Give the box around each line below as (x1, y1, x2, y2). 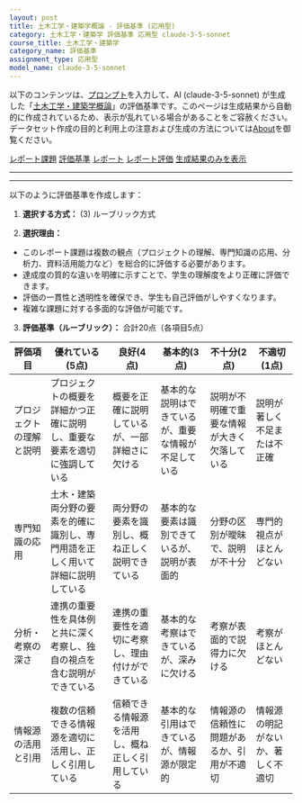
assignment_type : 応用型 (9, 55, 99, 64)
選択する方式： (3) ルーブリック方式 (22, 208, 155, 219)
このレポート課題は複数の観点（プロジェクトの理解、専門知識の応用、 (22, 247, 283, 257)
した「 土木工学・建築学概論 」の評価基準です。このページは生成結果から (9, 100, 277, 111)
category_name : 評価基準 (9, 47, 97, 56)
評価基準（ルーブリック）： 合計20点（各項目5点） (22, 321, 209, 333)
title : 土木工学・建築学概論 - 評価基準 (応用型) (9, 22, 176, 31)
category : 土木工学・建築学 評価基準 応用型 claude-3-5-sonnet (9, 30, 231, 39)
